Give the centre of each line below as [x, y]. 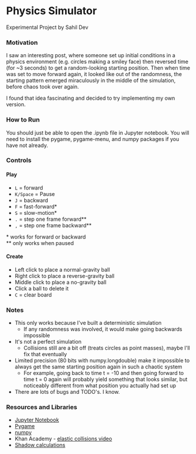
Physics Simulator [52, 11]
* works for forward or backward [46, 237]
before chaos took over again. [43, 87]
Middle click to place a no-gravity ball [61, 282]
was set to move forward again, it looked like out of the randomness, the [94, 74]
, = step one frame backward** [53, 225]
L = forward [29, 188]
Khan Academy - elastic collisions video [63, 439]
